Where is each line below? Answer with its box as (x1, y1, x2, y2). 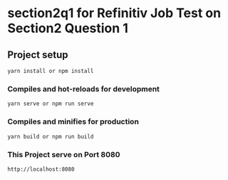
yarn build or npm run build (7, 133, 94, 140)
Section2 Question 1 (7, 20, 128, 36)
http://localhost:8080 (7, 166, 75, 173)
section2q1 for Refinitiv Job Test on (7, 5, 222, 21)
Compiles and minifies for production (7, 116, 139, 126)
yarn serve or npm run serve (7, 100, 94, 108)
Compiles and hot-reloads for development (7, 84, 160, 94)
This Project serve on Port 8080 (7, 149, 120, 159)
